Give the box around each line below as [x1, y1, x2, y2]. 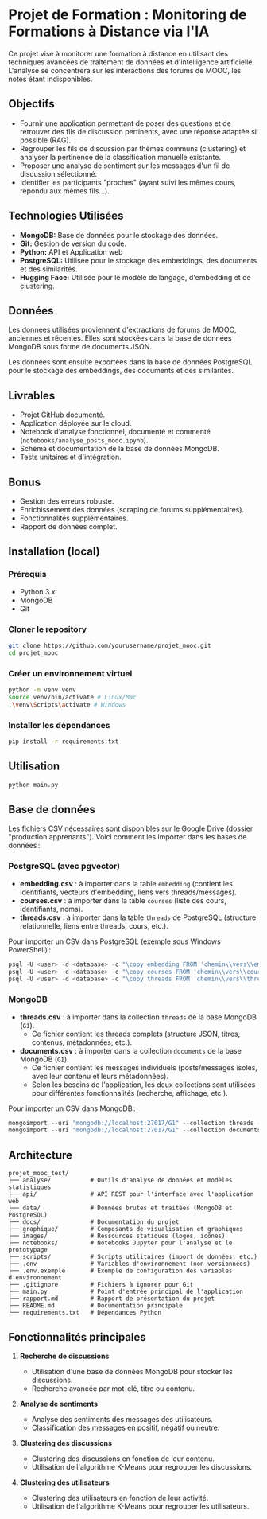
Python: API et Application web [19, 247, 123, 256]
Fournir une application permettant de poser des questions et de [19, 118, 232, 128]
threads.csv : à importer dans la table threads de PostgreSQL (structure [19, 913, 257, 922]
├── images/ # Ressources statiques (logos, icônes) [8, 1232, 226, 1241]
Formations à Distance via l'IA [8, 22, 210, 41]
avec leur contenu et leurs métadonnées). [31, 1071, 169, 1081]
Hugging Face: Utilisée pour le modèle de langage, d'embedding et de [19, 272, 252, 282]
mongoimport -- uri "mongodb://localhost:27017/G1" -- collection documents [8, 1126, 261, 1135]
